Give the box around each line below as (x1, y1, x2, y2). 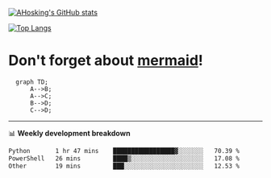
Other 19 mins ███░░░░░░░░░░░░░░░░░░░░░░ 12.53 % (8, 162, 240, 170)
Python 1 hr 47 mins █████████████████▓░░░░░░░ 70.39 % (8, 147, 240, 155)
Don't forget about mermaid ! (8, 52, 204, 70)
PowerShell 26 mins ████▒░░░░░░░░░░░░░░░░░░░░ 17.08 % (8, 154, 240, 163)
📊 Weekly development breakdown (8, 128, 131, 138)
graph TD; (15, 77, 48, 86)
